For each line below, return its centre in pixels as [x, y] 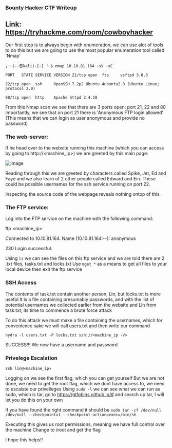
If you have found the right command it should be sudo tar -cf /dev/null [83, 409]
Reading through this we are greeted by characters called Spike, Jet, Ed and [86, 173]
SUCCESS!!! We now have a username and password [62, 344]
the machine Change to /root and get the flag [53, 430]
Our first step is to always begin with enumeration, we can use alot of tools [84, 45]
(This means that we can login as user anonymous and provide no [75, 118]
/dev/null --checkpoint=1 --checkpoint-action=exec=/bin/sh [71, 415]
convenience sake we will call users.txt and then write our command [78, 326]
